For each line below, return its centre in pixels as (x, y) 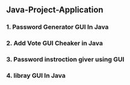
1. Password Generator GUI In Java (57, 27)
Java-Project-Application (55, 10)
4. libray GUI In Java (36, 76)
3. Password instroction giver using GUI (65, 60)
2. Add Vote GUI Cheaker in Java (55, 43)
